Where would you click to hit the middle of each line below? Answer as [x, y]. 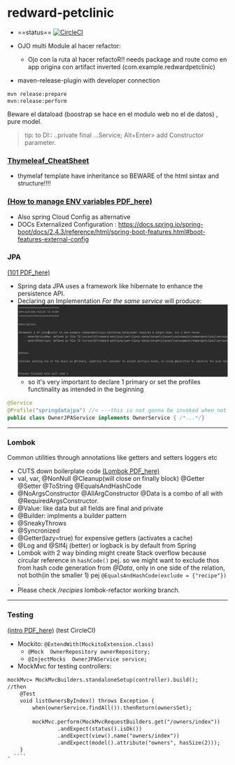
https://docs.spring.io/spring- [161, 224]
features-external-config [53, 239]
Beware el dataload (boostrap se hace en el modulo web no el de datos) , [113, 114]
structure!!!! [34, 183]
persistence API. [41, 293]
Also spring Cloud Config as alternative [74, 217]
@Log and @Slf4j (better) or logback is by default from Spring [107, 546]
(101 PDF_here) [29, 272]
